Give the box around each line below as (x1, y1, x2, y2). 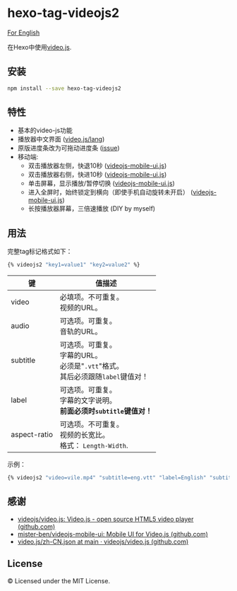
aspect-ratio (11, 430, 54, 440)
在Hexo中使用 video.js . (7, 42, 72, 51)
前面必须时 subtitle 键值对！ (59, 406, 153, 416)
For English (7, 28, 40, 37)
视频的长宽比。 (59, 430, 110, 440)
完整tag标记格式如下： (7, 247, 73, 256)
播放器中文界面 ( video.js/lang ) (17, 135, 105, 144)
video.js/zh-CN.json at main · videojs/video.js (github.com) (17, 537, 189, 546)
